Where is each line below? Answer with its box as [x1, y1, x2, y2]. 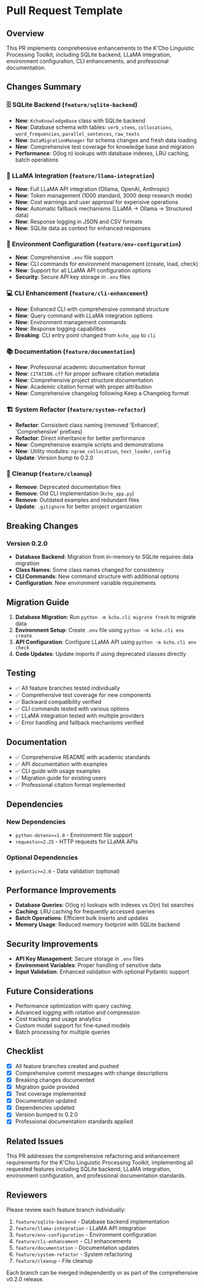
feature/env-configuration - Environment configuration [15, 1231, 157, 1238]
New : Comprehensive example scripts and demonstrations [15, 441, 164, 448]
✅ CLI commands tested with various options [15, 704, 130, 712]
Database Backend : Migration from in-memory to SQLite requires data [15, 553, 194, 561]
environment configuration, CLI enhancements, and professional [6, 58, 169, 64]
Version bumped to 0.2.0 [15, 1111, 78, 1118]
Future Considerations [6, 986, 94, 996]
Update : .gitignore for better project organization [15, 503, 143, 510]
